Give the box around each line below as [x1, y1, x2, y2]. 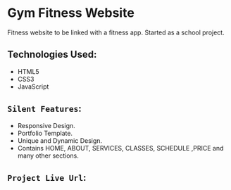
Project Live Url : [7, 171, 87, 184]
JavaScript [17, 82, 49, 91]
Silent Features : [7, 103, 82, 115]
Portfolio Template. [17, 129, 73, 137]
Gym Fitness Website [7, 5, 135, 21]
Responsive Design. [17, 121, 75, 129]
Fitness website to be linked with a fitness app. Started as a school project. [7, 28, 225, 37]
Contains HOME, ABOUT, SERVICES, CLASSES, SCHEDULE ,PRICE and [17, 144, 224, 152]
